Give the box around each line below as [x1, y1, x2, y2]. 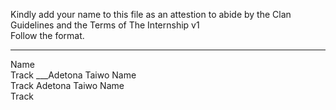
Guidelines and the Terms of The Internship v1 [10, 19, 200, 31]
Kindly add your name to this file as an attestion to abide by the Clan [10, 9, 292, 20]
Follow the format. [10, 30, 85, 41]
